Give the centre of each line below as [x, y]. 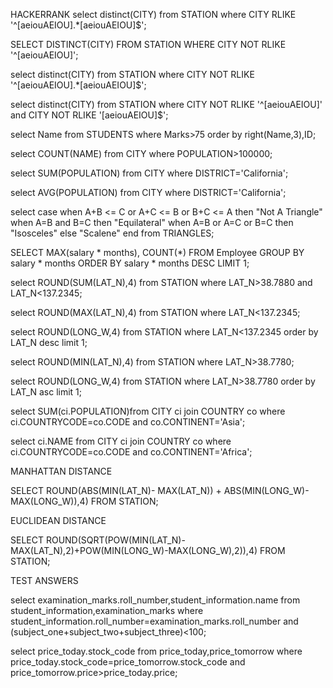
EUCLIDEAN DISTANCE [58, 520]
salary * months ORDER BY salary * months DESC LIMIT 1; [130, 263]
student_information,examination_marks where [107, 610]
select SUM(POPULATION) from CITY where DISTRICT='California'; [149, 173]
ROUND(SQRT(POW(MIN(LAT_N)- [115, 540]
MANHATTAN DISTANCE [61, 471]
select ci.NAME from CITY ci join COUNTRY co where [121, 441]
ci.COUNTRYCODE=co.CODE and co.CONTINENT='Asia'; [128, 422]
